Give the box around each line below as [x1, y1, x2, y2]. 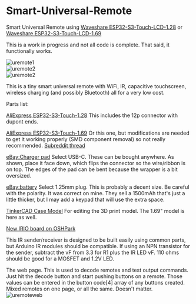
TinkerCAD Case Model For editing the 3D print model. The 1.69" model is [6, 207, 185, 214]
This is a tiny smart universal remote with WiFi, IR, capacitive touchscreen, [6, 82, 187, 89]
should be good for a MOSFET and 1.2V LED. [6, 255, 115, 262]
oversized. [6, 172, 32, 179]
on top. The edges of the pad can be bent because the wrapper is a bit [6, 166, 178, 173]
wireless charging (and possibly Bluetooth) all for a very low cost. [6, 89, 165, 96]
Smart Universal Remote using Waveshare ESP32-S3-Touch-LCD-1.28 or [6, 24, 183, 31]
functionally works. [6, 47, 53, 54]
